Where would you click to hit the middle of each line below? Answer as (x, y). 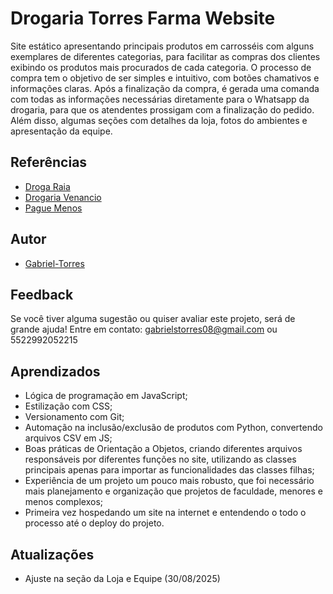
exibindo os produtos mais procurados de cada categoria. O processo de (161, 67)
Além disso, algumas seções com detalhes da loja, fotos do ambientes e (159, 120)
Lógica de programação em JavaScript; (106, 396)
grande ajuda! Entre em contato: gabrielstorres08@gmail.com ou (144, 329)
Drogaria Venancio (63, 197)
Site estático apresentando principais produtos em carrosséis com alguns (162, 46)
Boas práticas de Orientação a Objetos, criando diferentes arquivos (163, 449)
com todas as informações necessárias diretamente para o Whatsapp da (160, 99)
